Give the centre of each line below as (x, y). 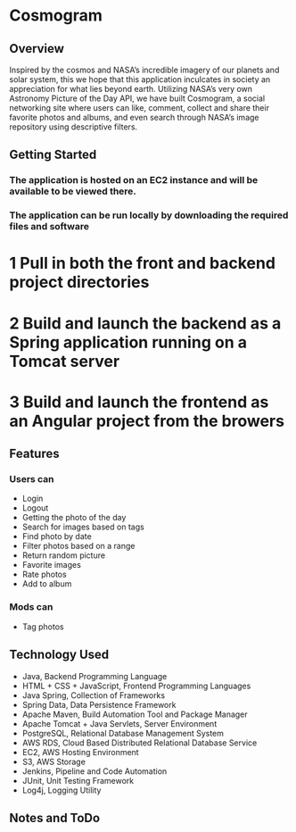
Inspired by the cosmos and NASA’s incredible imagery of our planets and (144, 70)
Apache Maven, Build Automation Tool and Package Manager (135, 714)
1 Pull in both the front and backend (143, 263)
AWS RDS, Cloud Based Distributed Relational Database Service (140, 743)
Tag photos (43, 627)
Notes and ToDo (55, 818)
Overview (37, 49)
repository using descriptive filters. (74, 127)
